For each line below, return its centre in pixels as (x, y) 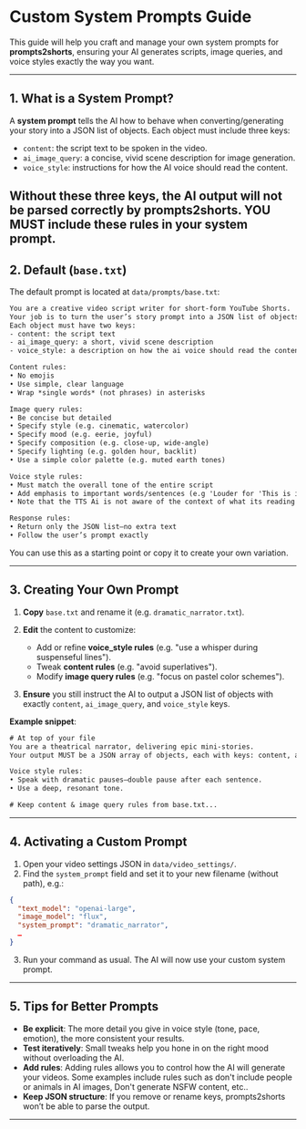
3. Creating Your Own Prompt (94, 590)
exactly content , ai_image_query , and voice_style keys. (126, 703)
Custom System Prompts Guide (131, 17)
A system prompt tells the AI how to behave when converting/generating (147, 120)
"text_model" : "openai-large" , (77, 908)
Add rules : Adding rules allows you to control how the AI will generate (153, 1067)
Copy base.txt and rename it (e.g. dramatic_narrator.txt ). (133, 612)
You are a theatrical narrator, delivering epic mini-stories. (132, 746)
